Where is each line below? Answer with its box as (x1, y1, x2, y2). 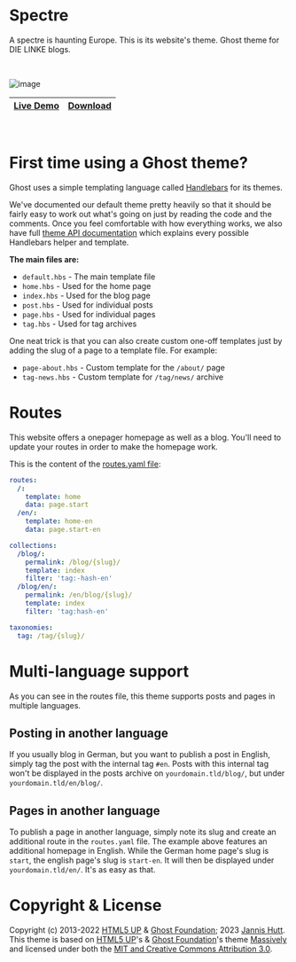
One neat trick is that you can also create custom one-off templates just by (9, 335, 283, 346)
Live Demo (13, 99, 60, 112)
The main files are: (9, 254, 80, 264)
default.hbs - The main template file (21, 271, 156, 282)
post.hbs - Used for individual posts (21, 299, 153, 310)
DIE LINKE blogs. (9, 43, 71, 54)
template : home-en (25, 517, 93, 526)
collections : (9, 541, 58, 550)
